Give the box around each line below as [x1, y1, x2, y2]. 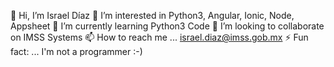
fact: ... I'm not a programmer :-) [10, 46, 143, 57]
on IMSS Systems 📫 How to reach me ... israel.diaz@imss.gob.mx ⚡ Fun [10, 31, 309, 43]
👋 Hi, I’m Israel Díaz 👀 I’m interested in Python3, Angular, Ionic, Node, [10, 10, 295, 21]
